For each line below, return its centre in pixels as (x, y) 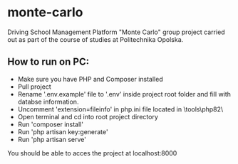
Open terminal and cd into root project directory (88, 116)
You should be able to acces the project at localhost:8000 (92, 153)
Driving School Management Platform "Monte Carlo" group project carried (117, 32)
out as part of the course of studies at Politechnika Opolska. (95, 39)
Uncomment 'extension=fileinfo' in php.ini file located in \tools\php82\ (120, 109)
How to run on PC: (48, 62)
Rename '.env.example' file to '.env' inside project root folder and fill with (124, 94)
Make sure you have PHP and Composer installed (90, 79)
